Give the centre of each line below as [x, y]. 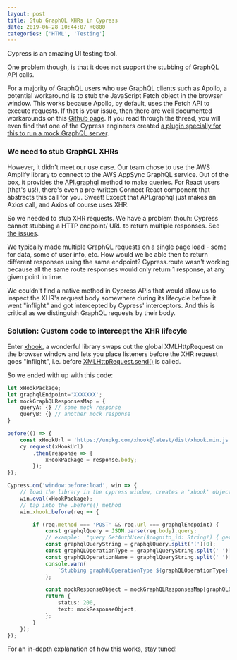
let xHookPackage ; [34, 388]
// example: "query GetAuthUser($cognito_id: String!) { [132, 538]
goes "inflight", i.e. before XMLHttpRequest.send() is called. [94, 361]
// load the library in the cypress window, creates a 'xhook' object [126, 492]
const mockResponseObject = [86, 589]
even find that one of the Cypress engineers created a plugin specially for [114, 126]
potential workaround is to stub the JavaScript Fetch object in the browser [115, 96]
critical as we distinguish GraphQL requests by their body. [92, 313]
